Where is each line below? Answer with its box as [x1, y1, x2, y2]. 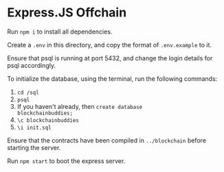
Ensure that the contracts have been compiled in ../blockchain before [7, 136, 206, 145]
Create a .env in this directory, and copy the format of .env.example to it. [7, 40, 212, 49]
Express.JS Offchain [7, 5, 127, 21]
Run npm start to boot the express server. [7, 156, 126, 165]
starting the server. [7, 143, 61, 151]
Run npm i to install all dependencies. [7, 27, 113, 36]
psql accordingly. [7, 61, 56, 69]
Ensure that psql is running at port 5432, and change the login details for [7, 53, 213, 62]
